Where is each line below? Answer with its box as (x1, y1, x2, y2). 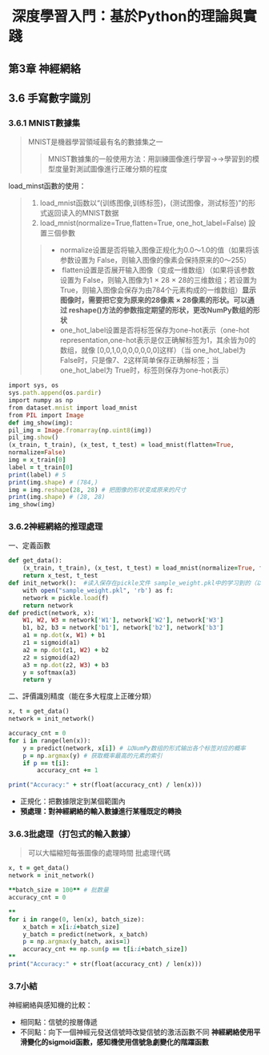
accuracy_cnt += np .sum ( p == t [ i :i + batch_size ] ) (22, 945, 188, 953)
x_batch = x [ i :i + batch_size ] (22, 923, 120, 931)
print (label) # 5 (8, 470, 66, 479)
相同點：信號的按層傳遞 (19, 1017, 98, 1027)
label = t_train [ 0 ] (8, 463, 74, 471)
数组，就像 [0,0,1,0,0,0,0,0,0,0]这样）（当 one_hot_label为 (59, 345, 247, 355)
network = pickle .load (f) (22, 594, 110, 602)
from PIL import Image (8, 411, 84, 419)
